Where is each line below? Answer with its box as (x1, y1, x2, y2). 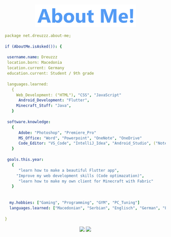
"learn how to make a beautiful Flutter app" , (18, 168, 119, 173)
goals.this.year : (7, 157, 44, 162)
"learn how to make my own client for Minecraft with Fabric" (18, 178, 154, 184)
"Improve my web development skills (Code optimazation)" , (16, 173, 144, 178)
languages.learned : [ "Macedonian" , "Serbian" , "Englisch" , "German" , (9, 205, 160, 210)
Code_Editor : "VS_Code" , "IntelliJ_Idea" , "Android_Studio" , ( (18, 141, 156, 146)
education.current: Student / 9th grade (7, 71, 94, 76)
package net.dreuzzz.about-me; (5, 33, 71, 38)
